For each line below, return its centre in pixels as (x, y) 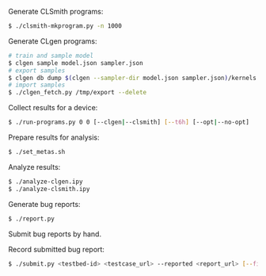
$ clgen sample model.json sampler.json (76, 63)
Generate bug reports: (44, 204)
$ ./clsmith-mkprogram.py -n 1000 (65, 26)
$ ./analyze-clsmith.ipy (49, 189)
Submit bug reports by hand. (55, 234)
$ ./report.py (32, 218)
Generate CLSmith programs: (56, 11)
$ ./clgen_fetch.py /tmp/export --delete (78, 93)
